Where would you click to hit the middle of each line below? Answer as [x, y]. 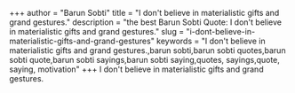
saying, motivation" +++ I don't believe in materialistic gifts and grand [136, 69]
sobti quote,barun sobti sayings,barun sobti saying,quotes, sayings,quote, [144, 60]
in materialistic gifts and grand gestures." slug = [97, 31]
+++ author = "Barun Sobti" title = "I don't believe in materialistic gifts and [144, 13]
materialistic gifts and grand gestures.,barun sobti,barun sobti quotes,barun [147, 50]
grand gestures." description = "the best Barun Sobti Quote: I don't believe [146, 22]
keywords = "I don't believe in [211, 41]
